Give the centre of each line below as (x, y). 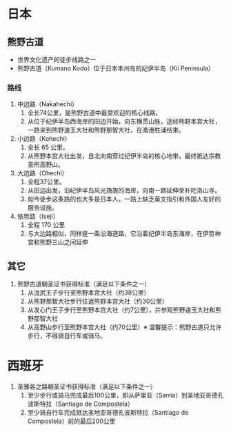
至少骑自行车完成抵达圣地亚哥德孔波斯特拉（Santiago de (108, 413)
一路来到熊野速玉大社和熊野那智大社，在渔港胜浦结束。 (106, 130)
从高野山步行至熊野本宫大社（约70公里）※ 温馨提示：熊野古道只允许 (124, 327)
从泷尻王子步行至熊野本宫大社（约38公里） (89, 293)
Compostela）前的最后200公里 (71, 421)
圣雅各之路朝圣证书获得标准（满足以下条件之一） (87, 386)
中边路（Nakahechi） (47, 104)
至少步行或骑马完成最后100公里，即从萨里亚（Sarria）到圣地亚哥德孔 (125, 395)
